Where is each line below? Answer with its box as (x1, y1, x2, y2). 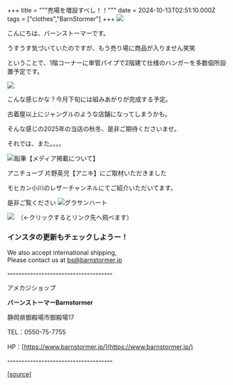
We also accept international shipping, (7, 249, 117, 257)
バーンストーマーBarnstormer (7, 298, 93, 307)
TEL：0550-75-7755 (7, 328, 66, 336)
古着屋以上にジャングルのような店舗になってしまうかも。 (7, 110, 172, 118)
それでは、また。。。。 (7, 140, 65, 147)
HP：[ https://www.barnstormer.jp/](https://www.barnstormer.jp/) (7, 343, 193, 351)
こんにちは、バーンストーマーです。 (7, 29, 110, 37)
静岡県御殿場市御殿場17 (7, 313, 74, 322)
